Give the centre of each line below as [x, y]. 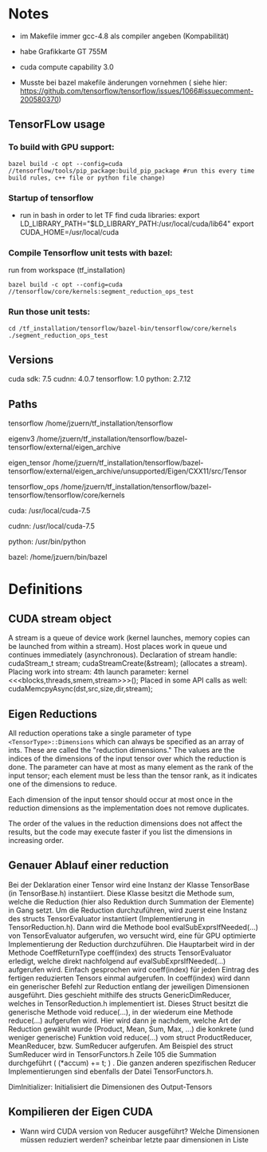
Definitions [46, 590]
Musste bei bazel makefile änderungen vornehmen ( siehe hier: [124, 82]
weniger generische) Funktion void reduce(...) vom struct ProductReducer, [130, 1037]
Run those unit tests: [49, 312]
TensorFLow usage [57, 125]
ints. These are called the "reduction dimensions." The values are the [122, 750]
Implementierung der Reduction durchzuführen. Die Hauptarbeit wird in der [132, 944]
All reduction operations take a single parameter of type [100, 733]
